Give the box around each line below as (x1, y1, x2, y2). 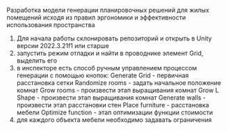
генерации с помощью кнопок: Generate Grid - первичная (16, 71, 189, 79)
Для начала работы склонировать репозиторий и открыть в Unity (16, 34, 213, 43)
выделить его (16, 56, 57, 65)
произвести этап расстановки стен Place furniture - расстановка (16, 101, 209, 109)
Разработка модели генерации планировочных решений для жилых (6, 6, 210, 14)
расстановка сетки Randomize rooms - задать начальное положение (16, 79, 222, 86)
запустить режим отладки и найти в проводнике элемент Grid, (16, 49, 204, 57)
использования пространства (6, 21, 95, 29)
